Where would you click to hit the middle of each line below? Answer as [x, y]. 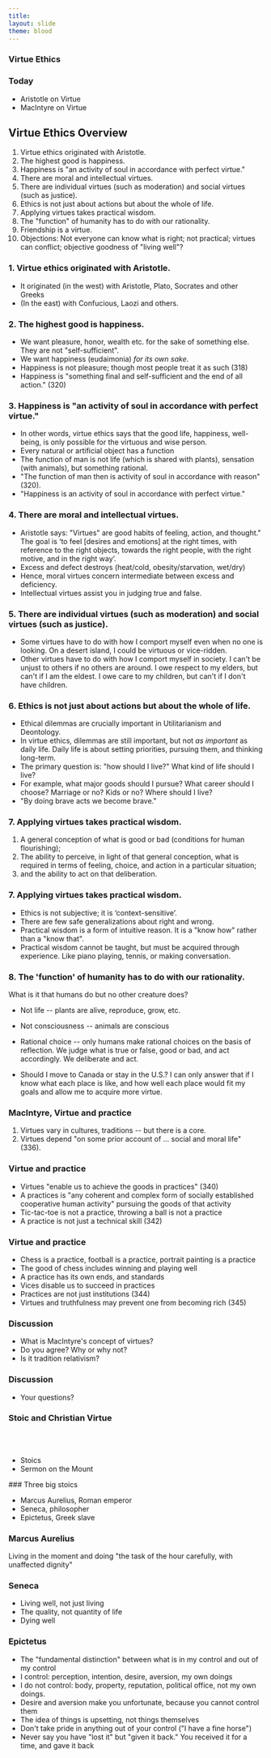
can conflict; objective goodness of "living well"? [102, 247]
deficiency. [38, 584]
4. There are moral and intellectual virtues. [94, 515]
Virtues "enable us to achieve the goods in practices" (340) [119, 1186]
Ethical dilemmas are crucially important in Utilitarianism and [121, 723]
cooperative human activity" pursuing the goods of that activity [126, 1203]
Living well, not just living [62, 1603]
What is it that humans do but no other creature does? [98, 995]
